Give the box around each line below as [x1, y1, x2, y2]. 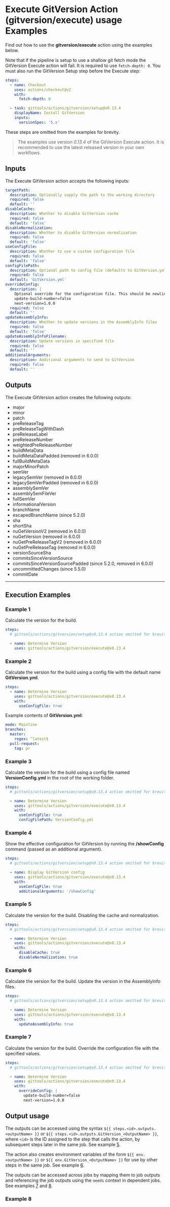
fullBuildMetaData [12, 458, 50, 464]
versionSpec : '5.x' [18, 120, 60, 125]
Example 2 [5, 658, 32, 665]
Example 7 [5, 1034, 31, 1041]
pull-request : [10, 741, 39, 746]
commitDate [12, 571, 38, 577]
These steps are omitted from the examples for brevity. [5, 129, 120, 135]
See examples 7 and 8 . [5, 1183, 53, 1189]
